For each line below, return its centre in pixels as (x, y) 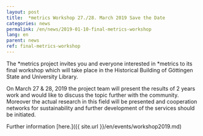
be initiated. (21, 115)
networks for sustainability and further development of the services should (101, 108)
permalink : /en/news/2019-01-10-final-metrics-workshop (79, 29)
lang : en (17, 35)
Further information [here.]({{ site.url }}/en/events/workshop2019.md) (94, 126)
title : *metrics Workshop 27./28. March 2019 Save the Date (86, 18)
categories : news (28, 23)
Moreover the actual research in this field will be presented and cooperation (102, 101)
